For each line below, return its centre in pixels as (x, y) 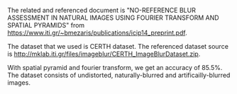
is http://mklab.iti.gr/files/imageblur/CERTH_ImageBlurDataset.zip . (104, 54)
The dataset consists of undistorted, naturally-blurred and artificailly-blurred (119, 75)
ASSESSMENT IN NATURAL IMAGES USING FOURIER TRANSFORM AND (113, 18)
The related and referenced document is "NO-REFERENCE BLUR (102, 10)
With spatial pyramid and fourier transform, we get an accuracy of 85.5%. (115, 67)
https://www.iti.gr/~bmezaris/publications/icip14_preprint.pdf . (97, 33)
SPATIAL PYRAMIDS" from (46, 25)
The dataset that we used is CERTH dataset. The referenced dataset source (118, 46)
